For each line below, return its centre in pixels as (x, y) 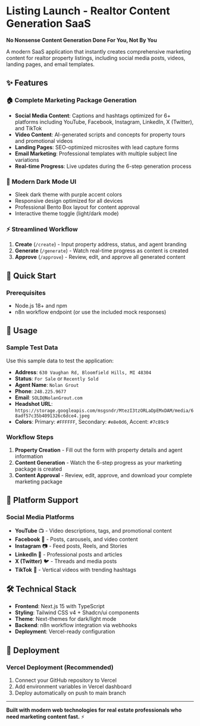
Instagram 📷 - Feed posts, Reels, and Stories (71, 546)
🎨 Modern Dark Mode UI (41, 181)
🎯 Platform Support (42, 500)
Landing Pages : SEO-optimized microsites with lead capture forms (97, 147)
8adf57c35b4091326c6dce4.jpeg (52, 416)
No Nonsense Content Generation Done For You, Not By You (82, 40)
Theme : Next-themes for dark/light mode (65, 619)
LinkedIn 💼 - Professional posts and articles (68, 554)
